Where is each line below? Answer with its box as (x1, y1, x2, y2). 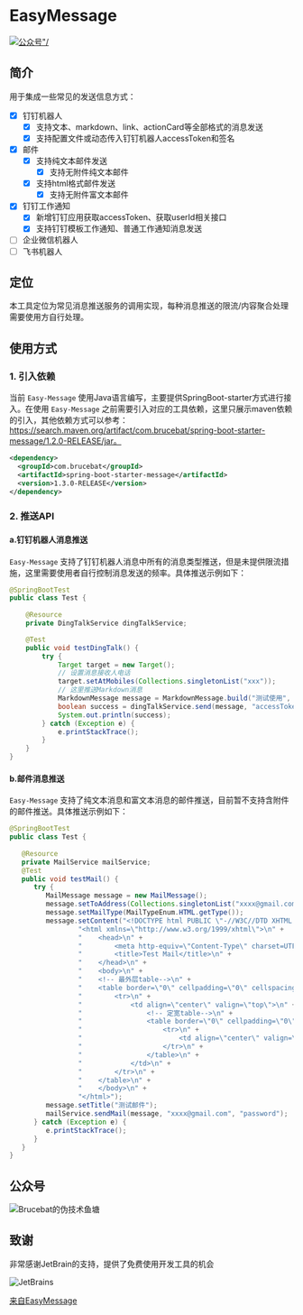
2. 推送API (9, 510, 55, 523)
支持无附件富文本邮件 (49, 189, 129, 200)
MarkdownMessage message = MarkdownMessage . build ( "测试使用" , (57, 694, 291, 703)
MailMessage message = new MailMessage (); (45, 891, 207, 900)
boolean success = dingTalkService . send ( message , (57, 702, 248, 711)
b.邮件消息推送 (9, 773, 65, 784)
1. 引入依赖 (9, 370, 56, 382)
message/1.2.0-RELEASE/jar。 (9, 436, 122, 446)
